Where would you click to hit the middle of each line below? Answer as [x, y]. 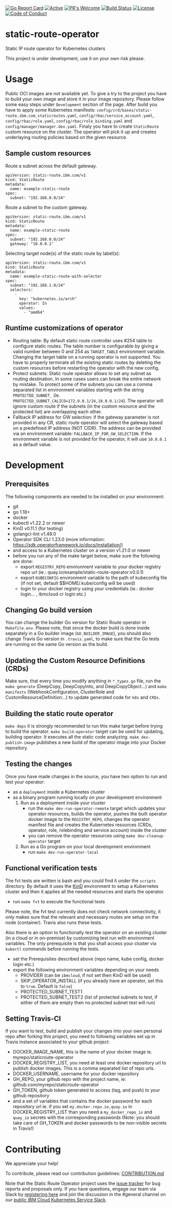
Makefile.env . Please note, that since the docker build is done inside [78, 628]
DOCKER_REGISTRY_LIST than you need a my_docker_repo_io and [82, 1112]
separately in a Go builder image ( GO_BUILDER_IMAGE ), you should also [78, 634]
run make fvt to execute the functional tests [59, 901]
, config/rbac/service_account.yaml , [115, 115]
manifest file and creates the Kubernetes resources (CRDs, [90, 825]
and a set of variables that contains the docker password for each [82, 1101]
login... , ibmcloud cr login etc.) [53, 594]
